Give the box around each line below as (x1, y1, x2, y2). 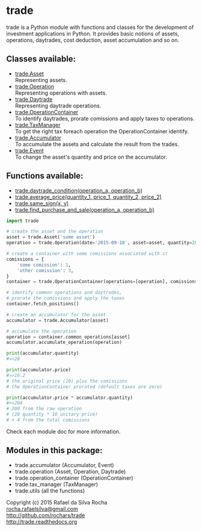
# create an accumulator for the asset (6, 311, 106, 317)
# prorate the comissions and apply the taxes (6, 295, 125, 302)
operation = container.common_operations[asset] (6, 334, 130, 340)
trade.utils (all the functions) (14, 487, 85, 494)
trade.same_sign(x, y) (14, 200, 69, 207)
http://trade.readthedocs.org (6, 518, 78, 525)
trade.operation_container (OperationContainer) (14, 474, 133, 482)
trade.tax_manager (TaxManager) (14, 480, 98, 488)
